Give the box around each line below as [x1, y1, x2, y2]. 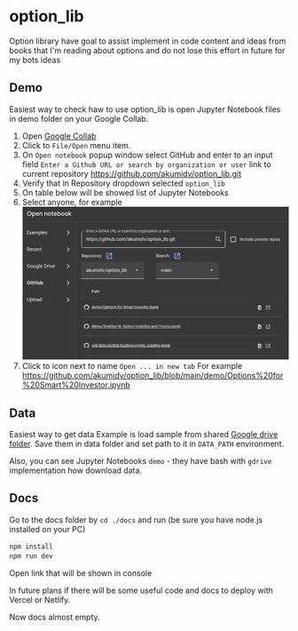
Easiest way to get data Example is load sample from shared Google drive [9, 428, 278, 439]
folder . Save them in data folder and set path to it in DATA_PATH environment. [9, 438, 285, 449]
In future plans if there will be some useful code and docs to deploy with [9, 585, 273, 595]
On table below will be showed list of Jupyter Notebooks [21, 187, 229, 197]
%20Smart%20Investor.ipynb [21, 379, 130, 390]
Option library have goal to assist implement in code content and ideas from [9, 36, 286, 46]
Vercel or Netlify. [9, 594, 71, 605]
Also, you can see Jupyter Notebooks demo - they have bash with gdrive [9, 455, 272, 466]
